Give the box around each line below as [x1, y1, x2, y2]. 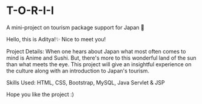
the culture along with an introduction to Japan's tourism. [6, 67, 150, 74]
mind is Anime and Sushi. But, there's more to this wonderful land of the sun [6, 54, 197, 61]
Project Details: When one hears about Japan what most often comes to [6, 47, 186, 55]
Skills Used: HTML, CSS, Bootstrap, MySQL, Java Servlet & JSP [6, 78, 165, 86]
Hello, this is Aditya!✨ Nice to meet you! [6, 35, 106, 43]
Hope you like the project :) [6, 91, 75, 98]
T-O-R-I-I [6, 4, 55, 18]
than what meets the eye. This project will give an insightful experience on [6, 60, 192, 68]
